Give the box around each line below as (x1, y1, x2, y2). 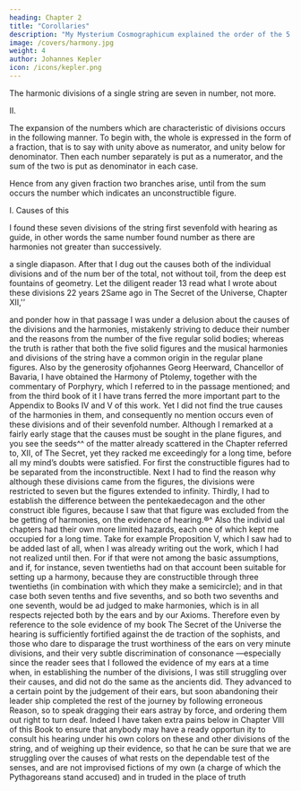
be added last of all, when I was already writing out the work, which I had (9, 543, 279, 553)
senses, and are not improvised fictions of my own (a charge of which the (9, 761, 281, 772)
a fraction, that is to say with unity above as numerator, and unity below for (9, 141, 286, 152)
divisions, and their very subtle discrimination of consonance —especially (9, 648, 281, 658)
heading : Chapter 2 (9, 13, 82, 22)
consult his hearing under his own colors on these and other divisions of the (9, 733, 290, 744)
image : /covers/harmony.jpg (9, 38, 115, 48)
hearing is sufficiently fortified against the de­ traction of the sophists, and (9, 629, 280, 639)
